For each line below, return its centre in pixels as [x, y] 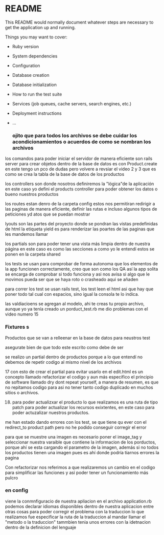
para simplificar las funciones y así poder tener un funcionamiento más [77, 472]
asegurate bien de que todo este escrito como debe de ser [64, 347]
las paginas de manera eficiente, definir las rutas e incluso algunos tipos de [81, 209]
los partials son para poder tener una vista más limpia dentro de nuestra [78, 244]
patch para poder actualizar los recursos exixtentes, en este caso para [83, 407]
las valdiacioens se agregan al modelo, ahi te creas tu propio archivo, [75, 304]
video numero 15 [22, 314]
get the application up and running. [40, 27]
